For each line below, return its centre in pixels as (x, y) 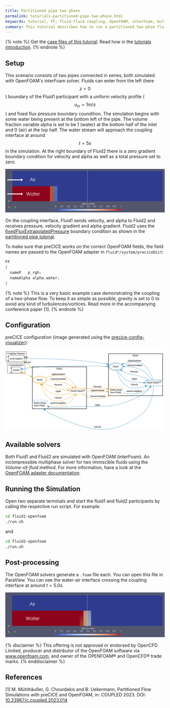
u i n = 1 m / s (85, 105)
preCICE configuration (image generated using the (58, 337)
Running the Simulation (43, 489)
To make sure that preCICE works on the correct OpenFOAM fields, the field (84, 246)
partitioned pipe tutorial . (30, 237)
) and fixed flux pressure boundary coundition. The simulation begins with (82, 114)
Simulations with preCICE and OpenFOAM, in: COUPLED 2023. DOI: (76, 695)
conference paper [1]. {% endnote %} (45, 309)
